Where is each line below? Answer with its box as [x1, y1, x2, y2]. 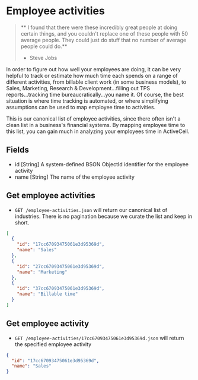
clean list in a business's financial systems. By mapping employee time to [6, 121, 186, 128]
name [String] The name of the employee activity [14, 173, 135, 180]
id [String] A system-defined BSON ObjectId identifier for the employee [14, 160, 189, 167]
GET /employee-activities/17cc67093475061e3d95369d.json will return [14, 334, 184, 341]
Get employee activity [6, 319, 90, 329]
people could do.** [20, 43, 68, 50]
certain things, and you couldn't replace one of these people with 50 [20, 30, 189, 37]
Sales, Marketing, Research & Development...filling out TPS [6, 84, 150, 91]
